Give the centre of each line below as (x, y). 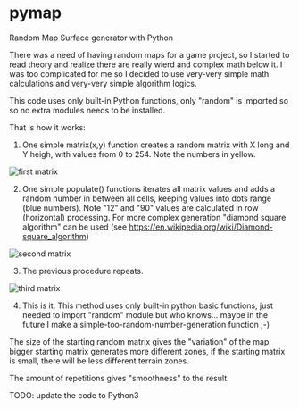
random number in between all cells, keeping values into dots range (147, 198)
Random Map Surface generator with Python (91, 38)
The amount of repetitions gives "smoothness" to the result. (119, 378)
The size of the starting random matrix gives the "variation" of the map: (141, 341)
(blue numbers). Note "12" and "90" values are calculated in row (140, 207)
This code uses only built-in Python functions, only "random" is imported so (149, 100)
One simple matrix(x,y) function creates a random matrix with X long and (156, 145)
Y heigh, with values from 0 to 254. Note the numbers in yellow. (139, 154)
